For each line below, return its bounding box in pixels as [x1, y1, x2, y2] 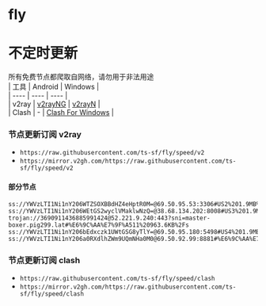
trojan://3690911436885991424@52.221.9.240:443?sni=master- [8, 214, 211, 222]
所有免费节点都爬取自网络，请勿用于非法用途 [8, 72, 154, 82]
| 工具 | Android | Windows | [8, 82, 100, 92]
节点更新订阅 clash [8, 254, 81, 266]
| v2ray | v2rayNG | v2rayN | [8, 99, 101, 109]
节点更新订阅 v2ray [8, 129, 82, 140]
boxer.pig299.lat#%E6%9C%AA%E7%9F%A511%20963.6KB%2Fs [8, 220, 190, 229]
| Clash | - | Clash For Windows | [8, 108, 115, 117]
